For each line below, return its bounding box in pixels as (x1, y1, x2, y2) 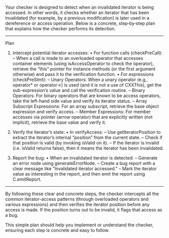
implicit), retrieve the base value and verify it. (12, 119, 107, 125)
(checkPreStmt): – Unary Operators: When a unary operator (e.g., (12, 76, 148, 83)
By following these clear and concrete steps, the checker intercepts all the (5, 191, 159, 197)
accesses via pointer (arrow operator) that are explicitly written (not (12, 114, 153, 120)
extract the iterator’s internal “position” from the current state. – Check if (12, 134, 162, 140)
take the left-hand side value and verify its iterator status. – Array (12, 98, 147, 104)
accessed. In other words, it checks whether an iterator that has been (5, 10, 149, 16)
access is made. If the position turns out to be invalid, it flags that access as (5, 207, 162, 213)
